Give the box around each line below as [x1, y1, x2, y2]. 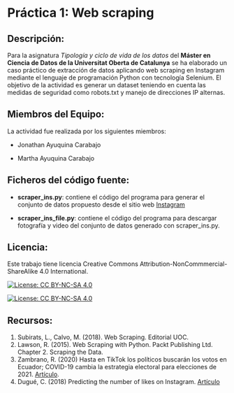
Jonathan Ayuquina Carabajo [17, 140, 101, 149]
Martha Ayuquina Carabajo [17, 154, 95, 162]
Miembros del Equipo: [7, 108, 105, 120]
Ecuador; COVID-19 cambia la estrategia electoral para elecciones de [17, 363, 217, 371]
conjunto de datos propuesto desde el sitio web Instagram [17, 200, 185, 209]
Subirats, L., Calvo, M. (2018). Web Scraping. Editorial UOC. [17, 333, 189, 341]
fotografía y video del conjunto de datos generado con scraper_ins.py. [17, 221, 220, 230]
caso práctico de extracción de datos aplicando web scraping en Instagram [7, 66, 225, 74]
